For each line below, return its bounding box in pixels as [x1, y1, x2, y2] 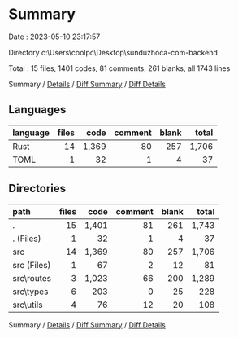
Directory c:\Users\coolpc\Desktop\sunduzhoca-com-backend [8, 47, 218, 57]
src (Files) [12, 259, 51, 270]
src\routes [12, 272, 51, 283]
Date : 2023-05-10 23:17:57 [8, 32, 101, 42]
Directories [8, 182, 67, 195]
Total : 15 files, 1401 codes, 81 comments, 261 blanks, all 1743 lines [8, 63, 231, 73]
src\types [12, 286, 49, 297]
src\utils [12, 299, 43, 310]
